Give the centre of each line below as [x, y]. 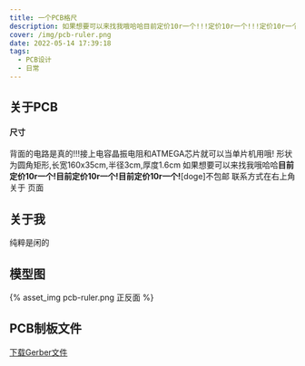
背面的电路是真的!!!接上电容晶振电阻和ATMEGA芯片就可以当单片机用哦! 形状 [151, 154]
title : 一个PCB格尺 [44, 18]
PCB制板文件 [46, 328]
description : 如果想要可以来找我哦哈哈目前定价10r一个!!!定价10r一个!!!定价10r [148, 26]
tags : [20, 52]
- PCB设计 [34, 60]
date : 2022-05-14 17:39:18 [60, 43]
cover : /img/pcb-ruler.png [60, 34]
